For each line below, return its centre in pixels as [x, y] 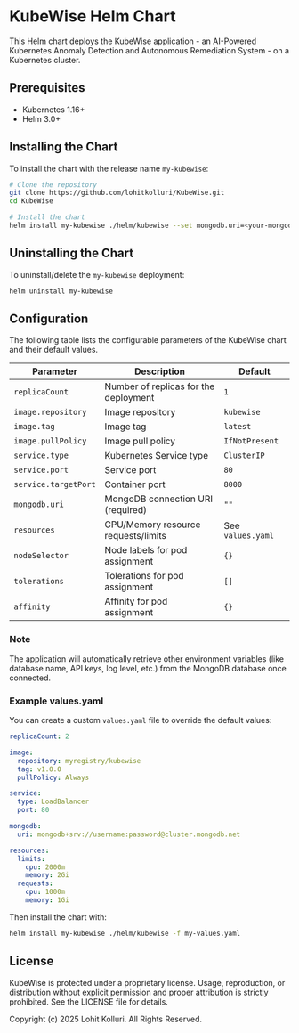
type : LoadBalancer [53, 802]
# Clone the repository [53, 184]
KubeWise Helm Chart [93, 16]
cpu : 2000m [45, 867]
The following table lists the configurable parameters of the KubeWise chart [148, 340]
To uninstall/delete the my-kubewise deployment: [97, 274]
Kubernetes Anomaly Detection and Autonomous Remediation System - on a [149, 50]
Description [160, 371]
